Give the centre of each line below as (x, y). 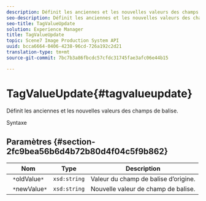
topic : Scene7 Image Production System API (63, 41)
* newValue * (30, 189)
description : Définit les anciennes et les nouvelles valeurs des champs (103, 12)
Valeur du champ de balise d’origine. (143, 179)
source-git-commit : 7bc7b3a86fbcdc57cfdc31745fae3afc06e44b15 (87, 58)
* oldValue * (28, 179)
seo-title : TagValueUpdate (41, 23)
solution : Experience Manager (45, 29)
